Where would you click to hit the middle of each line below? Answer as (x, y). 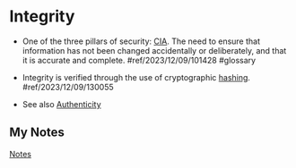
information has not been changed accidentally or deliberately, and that (154, 50)
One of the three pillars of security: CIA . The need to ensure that (141, 41)
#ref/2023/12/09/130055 (68, 87)
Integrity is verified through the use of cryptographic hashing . (136, 77)
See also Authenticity (61, 104)
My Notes (37, 133)
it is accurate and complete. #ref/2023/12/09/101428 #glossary (139, 60)
